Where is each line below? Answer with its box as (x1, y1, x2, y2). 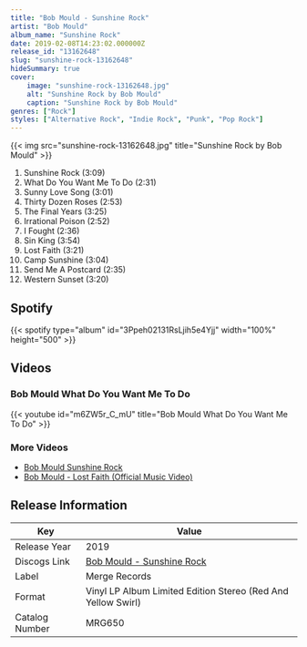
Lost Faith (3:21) (23, 245, 85, 256)
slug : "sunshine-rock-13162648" (10, 56, 133, 65)
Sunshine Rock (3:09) (23, 168, 106, 179)
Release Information (10, 498, 128, 513)
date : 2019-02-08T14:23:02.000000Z (10, 38, 146, 48)
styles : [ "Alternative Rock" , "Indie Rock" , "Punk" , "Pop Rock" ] (10, 115, 263, 124)
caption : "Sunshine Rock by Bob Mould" (26, 98, 179, 108)
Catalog (15, 611, 49, 623)
